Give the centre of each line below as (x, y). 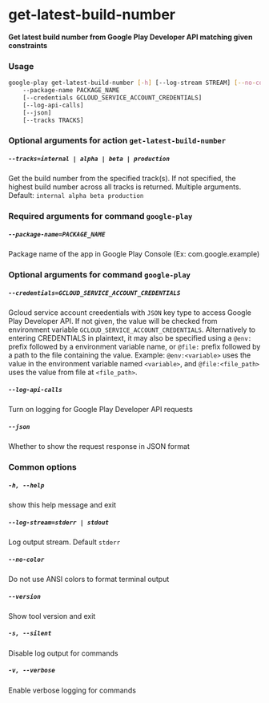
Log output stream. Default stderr (64, 542)
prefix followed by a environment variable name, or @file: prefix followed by (134, 347)
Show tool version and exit (52, 616)
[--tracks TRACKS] (53, 120)
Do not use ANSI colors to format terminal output (89, 579)
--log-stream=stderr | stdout (59, 523)
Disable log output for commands (63, 653)
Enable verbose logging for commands (72, 690)
